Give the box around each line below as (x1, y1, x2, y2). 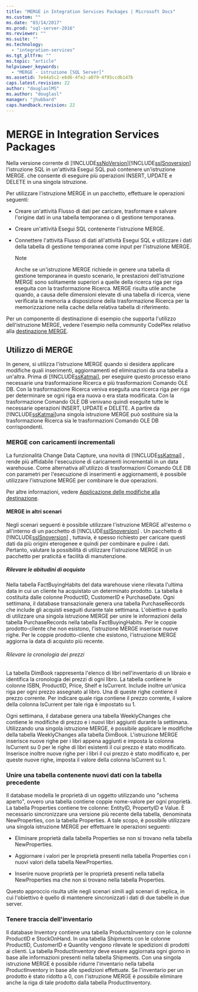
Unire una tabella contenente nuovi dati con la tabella (6, 771, 162, 779)
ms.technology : (6, 42, 44, 48)
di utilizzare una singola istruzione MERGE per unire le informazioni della (6, 612, 183, 620)
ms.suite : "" (6, 36, 38, 42)
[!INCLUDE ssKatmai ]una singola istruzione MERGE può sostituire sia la (6, 411, 178, 418)
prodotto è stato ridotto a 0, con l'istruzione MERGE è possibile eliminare (6, 972, 183, 980)
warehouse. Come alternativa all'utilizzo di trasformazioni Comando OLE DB (6, 464, 191, 471)
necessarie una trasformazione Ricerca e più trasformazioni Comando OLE (6, 380, 189, 387)
